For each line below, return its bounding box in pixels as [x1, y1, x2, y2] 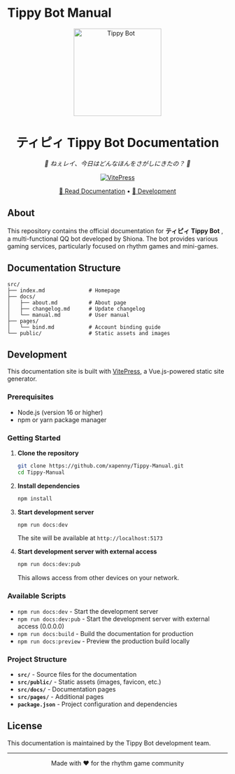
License [7, 720, 43, 732]
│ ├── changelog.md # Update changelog [7, 305, 145, 312]
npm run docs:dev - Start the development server [17, 607, 159, 615]
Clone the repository [17, 449, 79, 457]
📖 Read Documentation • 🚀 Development [59, 187, 176, 195]
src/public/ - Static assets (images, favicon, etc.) [17, 677, 162, 686]
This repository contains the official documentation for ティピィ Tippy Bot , [7, 226, 224, 235]
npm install [17, 495, 52, 502]
